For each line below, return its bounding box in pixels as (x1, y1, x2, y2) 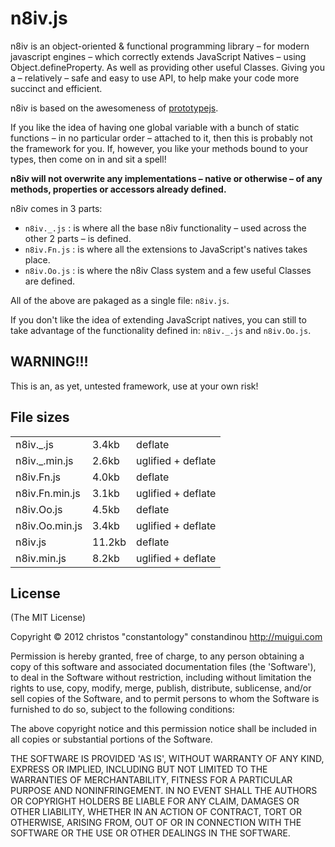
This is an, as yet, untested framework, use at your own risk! (10, 380, 259, 392)
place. (24, 253, 51, 266)
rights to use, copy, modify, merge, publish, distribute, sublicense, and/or (10, 682, 312, 694)
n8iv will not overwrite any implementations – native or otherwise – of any (10, 172, 323, 184)
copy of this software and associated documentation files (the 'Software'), (10, 661, 317, 673)
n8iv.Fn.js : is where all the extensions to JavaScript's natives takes (24, 243, 308, 255)
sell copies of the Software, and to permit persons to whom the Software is (10, 693, 320, 705)
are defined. (24, 275, 76, 287)
